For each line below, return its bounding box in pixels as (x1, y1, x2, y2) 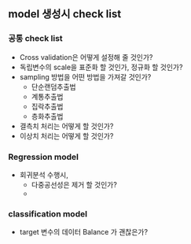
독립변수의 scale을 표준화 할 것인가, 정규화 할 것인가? (19, 62, 183, 72)
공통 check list (8, 33, 63, 44)
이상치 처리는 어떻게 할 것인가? (19, 131, 114, 140)
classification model (8, 208, 88, 219)
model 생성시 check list (8, 7, 122, 21)
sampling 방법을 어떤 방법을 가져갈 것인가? (19, 72, 152, 81)
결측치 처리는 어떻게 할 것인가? (19, 121, 114, 131)
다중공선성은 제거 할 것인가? (31, 179, 118, 189)
